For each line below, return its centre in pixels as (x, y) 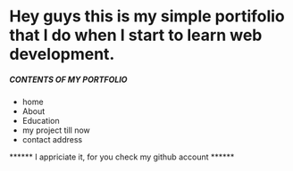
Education (41, 121)
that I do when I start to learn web (136, 35)
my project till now (56, 130)
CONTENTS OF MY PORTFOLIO (68, 79)
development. (62, 54)
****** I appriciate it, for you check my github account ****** (122, 157)
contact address (52, 140)
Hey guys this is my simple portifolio (147, 16)
